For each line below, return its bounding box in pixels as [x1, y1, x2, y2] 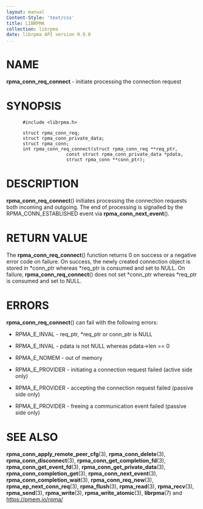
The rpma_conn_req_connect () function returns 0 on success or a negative [6, 251, 196, 259]
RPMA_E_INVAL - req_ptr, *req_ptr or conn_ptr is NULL [15, 330, 153, 338]
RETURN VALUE [6, 231, 88, 245]
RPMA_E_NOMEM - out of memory [15, 354, 103, 361]
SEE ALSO [6, 430, 58, 444]
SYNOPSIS [6, 99, 62, 113]
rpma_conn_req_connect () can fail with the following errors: [6, 318, 158, 326]
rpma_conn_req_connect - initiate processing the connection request [6, 78, 182, 85]
